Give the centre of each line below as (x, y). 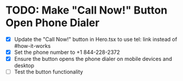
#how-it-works (32, 46)
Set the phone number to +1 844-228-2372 (67, 52)
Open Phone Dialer (53, 23)
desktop (24, 66)
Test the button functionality (49, 72)
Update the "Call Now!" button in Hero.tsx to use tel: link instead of (96, 39)
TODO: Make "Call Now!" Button (86, 10)
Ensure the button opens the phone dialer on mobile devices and (93, 59)
